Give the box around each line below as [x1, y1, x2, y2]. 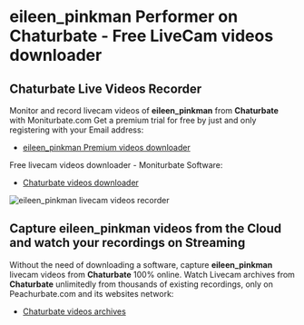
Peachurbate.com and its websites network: [9, 288, 174, 299]
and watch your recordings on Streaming [9, 235, 246, 251]
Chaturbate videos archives [22, 306, 127, 317]
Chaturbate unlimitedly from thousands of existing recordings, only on [9, 279, 274, 290]
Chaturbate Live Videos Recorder [9, 81, 202, 96]
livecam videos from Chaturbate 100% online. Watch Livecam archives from [9, 269, 295, 280]
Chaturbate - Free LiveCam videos [9, 25, 274, 46]
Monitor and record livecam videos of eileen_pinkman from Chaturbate [9, 105, 279, 115]
